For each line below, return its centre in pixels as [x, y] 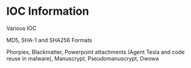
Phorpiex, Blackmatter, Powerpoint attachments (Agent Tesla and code [95, 52]
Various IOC [21, 28]
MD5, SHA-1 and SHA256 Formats [49, 40]
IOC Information [48, 11]
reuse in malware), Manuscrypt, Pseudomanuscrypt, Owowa [83, 58]
